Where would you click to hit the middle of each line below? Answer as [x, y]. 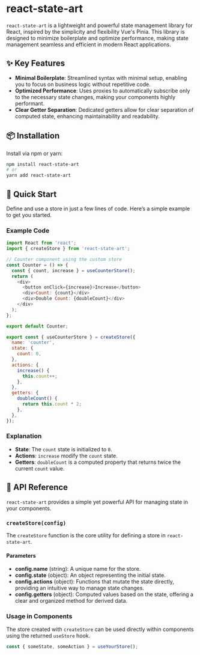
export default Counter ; [37, 326]
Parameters [21, 555]
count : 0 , [29, 354]
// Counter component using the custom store [64, 260]
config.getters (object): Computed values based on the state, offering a [104, 594]
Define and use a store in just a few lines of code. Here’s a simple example [98, 209]
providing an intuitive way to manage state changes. [79, 588]
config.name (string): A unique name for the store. [78, 569]
